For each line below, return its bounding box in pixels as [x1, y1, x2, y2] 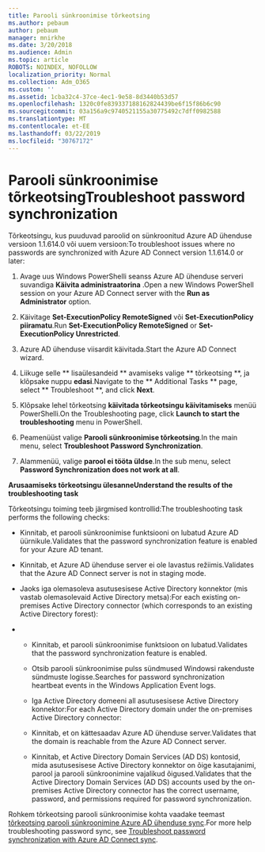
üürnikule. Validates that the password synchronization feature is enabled [19, 536, 258, 546]
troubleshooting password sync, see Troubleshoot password [8, 827, 206, 836]
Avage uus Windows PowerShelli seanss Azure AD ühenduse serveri [19, 271, 244, 282]
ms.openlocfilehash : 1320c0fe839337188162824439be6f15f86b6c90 [8, 100, 221, 108]
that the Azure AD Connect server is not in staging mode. [19, 569, 206, 578]
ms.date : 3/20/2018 [8, 41, 73, 49]
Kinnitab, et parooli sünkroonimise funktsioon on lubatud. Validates [31, 640, 248, 650]
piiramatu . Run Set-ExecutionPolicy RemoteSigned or [19, 320, 198, 330]
